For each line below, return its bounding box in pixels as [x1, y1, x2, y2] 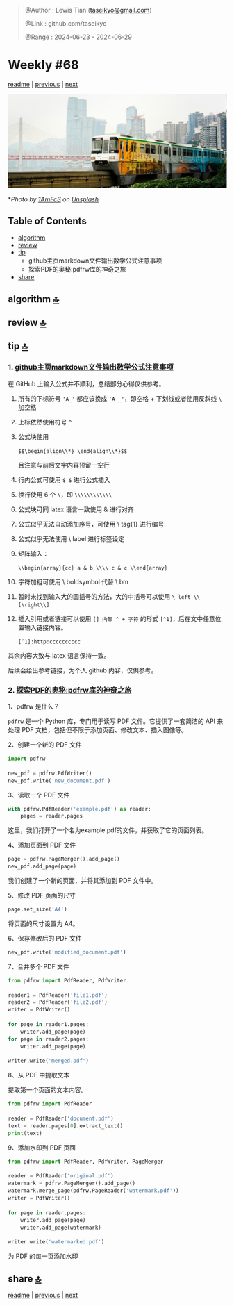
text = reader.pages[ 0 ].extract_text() [8, 1122, 124, 1130]
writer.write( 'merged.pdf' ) [8, 1057, 90, 1065]
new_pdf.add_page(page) [8, 863, 77, 870]
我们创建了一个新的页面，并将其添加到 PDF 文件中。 [8, 877, 158, 885]
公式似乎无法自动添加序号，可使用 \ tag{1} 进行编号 [17, 520, 165, 528]
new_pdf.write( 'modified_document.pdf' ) [8, 948, 127, 956]
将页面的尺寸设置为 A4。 [8, 919, 79, 927]
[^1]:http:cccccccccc [17, 638, 81, 645]
